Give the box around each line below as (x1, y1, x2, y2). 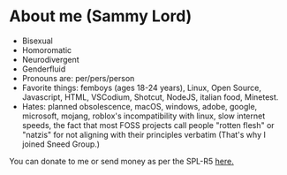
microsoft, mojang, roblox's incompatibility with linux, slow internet (21, 110, 266, 121)
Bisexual (21, 35, 53, 46)
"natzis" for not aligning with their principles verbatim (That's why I (21, 129, 267, 140)
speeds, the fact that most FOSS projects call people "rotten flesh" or (21, 119, 276, 130)
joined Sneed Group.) (21, 139, 100, 149)
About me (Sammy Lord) (9, 6, 193, 27)
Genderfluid (21, 64, 66, 74)
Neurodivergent (21, 54, 79, 65)
